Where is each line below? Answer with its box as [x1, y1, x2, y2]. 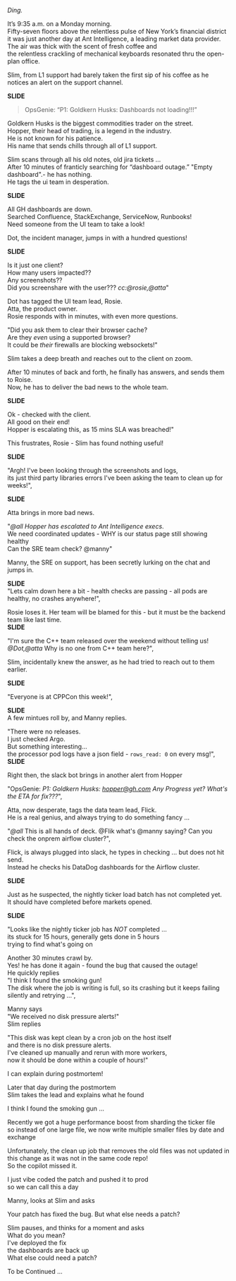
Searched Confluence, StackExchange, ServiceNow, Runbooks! [7, 213, 192, 221]
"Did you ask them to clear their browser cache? [7, 326, 148, 334]
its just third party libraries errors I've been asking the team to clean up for [7, 474, 223, 482]
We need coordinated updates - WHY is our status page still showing [7, 530, 208, 538]
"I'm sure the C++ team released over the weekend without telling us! [7, 637, 209, 645]
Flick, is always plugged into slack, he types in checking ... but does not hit [7, 848, 225, 856]
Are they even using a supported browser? [7, 333, 131, 341]
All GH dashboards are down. [7, 205, 93, 213]
